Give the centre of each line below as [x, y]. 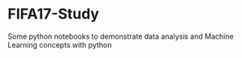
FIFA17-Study [53, 14]
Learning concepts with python [60, 44]
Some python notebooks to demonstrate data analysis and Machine [121, 36]
